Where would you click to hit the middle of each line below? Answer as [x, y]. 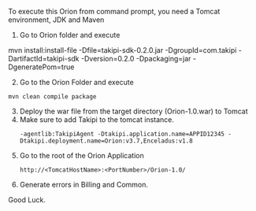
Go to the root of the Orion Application [82, 155]
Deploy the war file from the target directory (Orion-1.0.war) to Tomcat [134, 111]
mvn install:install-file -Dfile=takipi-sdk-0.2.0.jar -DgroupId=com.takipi [122, 50]
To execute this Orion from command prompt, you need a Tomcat [114, 11]
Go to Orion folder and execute [70, 35]
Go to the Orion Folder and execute [76, 82]
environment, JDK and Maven [56, 20]
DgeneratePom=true [41, 67]
